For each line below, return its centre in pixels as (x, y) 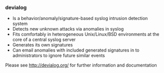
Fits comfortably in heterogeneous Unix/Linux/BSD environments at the (86, 34)
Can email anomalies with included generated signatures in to (76, 50)
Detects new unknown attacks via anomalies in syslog (68, 29)
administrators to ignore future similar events (58, 55)
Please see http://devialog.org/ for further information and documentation (81, 65)
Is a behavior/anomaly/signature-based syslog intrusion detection (80, 18)
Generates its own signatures (42, 45)
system (20, 23)
